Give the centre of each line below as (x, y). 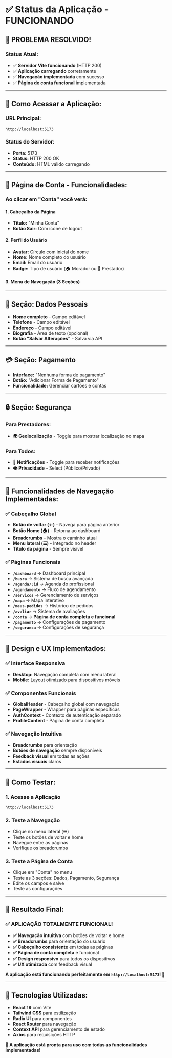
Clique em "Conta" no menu (42, 872)
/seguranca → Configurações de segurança (58, 628)
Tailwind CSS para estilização (44, 1013)
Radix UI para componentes (42, 1019)
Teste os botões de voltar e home (48, 837)
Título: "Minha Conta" (36, 223)
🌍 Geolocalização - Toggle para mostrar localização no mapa (79, 436)
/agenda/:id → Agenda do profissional (53, 584)
